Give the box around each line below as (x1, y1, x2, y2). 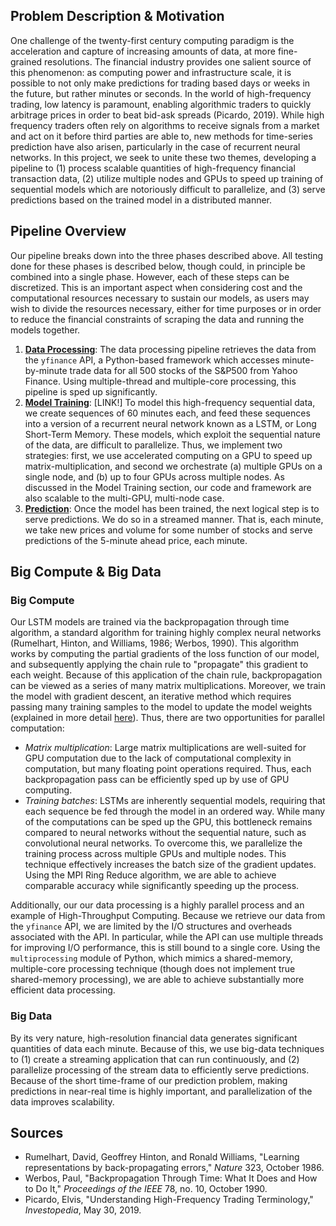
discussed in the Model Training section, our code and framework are (24, 481, 312, 493)
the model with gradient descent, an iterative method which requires (10, 690, 292, 703)
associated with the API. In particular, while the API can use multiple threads (10, 931, 324, 943)
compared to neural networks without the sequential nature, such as (24, 827, 307, 839)
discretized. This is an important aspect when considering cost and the (10, 281, 303, 293)
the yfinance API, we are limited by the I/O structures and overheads (10, 920, 293, 933)
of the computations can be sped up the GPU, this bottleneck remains (24, 816, 313, 828)
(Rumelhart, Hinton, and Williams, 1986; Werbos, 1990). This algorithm (10, 637, 300, 649)
